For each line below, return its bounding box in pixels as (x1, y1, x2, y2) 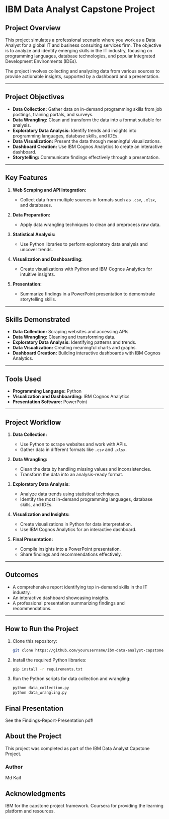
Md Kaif (5, 775, 22, 781)
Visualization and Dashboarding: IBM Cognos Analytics (12, 394, 130, 400)
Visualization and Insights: (12, 511, 70, 517)
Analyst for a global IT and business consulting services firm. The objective (5, 42, 162, 48)
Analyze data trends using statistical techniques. (20, 491, 121, 497)
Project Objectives (5, 93, 64, 101)
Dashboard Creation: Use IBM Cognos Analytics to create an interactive (12, 143, 162, 150)
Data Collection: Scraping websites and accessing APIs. (12, 329, 130, 335)
